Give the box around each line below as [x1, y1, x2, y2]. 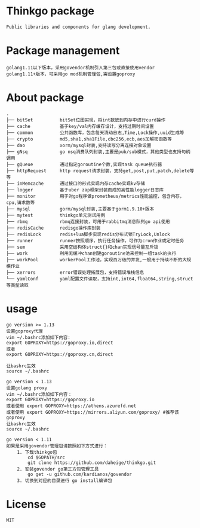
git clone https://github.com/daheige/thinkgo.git [27, 459, 156, 466]
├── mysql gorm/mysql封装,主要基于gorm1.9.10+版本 [6, 206, 154, 212]
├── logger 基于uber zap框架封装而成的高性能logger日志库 [6, 187, 164, 193]
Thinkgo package [6, 4, 94, 18]
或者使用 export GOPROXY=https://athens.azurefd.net [6, 402, 137, 409]
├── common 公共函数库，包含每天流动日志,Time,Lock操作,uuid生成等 [6, 130, 184, 136]
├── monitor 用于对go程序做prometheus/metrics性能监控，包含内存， [6, 193, 184, 199]
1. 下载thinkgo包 [17, 449, 57, 455]
